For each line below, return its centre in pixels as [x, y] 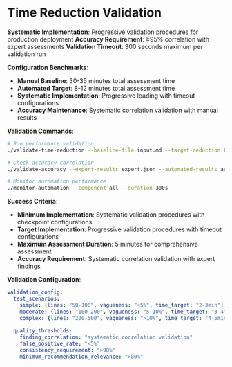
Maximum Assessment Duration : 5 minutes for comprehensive [107, 244]
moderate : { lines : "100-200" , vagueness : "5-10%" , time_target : [114, 312]
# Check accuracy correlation [51, 163]
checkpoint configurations [55, 222]
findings [29, 266]
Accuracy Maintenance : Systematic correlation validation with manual [118, 110]
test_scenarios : [37, 299]
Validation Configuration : [44, 280]
